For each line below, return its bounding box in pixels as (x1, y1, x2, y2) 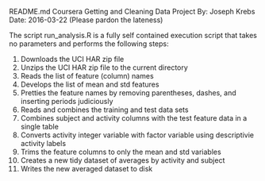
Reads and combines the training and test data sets (20, 105, 189, 114)
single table (20, 122, 59, 131)
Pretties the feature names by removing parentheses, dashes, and (20, 88, 236, 98)
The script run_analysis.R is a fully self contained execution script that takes (9, 31, 257, 40)
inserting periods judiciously (20, 97, 113, 106)
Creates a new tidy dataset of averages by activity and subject (20, 156, 225, 165)
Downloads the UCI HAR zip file (20, 55, 125, 64)
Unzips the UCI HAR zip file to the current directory (20, 63, 189, 72)
